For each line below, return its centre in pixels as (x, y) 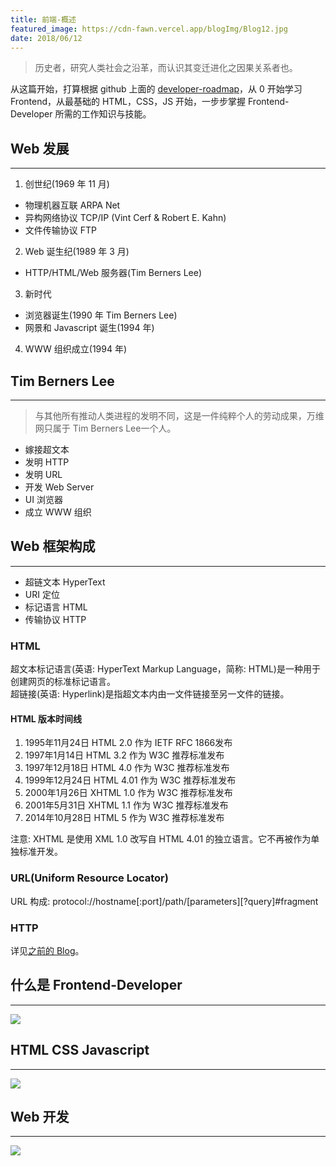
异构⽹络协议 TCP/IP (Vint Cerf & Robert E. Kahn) (125, 218)
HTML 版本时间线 (46, 718)
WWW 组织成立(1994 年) (76, 349)
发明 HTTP (47, 462)
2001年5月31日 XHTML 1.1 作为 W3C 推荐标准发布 (126, 805)
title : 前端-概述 (43, 19)
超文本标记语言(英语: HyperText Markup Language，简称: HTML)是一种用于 (165, 669)
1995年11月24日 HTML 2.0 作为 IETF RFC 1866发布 (128, 743)
